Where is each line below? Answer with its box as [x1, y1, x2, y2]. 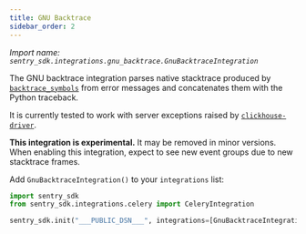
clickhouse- [240, 111, 287, 120]
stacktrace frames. [9, 156, 80, 167]
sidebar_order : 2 [9, 22, 76, 31]
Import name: [9, 46, 61, 57]
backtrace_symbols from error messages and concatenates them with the [9, 82, 283, 93]
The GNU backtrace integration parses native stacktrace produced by [9, 72, 271, 83]
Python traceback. [9, 92, 79, 103]
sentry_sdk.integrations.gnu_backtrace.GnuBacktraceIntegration [9, 56, 259, 66]
